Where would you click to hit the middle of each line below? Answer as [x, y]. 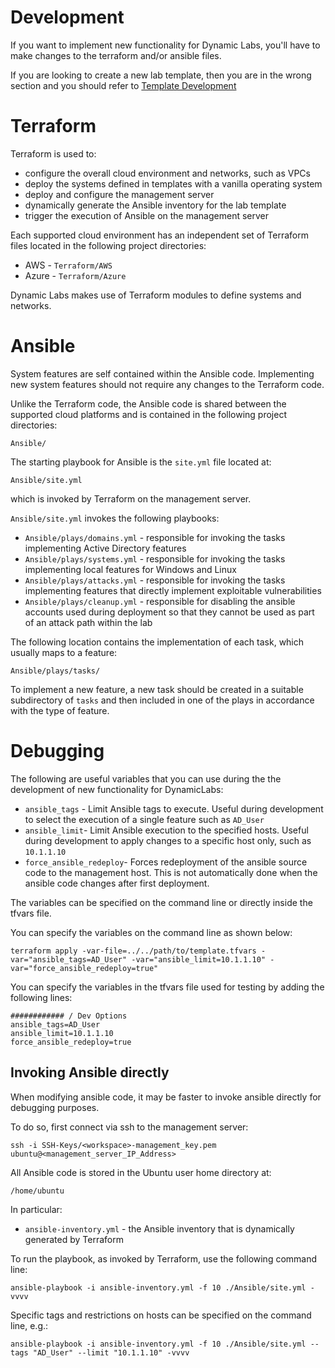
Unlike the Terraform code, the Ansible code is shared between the [148, 403]
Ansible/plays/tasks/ [55, 671]
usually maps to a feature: [64, 652]
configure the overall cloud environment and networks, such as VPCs [167, 173]
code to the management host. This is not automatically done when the [171, 872]
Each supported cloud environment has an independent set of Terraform [159, 235]
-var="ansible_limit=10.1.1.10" [199, 959]
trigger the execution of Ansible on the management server [147, 215]
